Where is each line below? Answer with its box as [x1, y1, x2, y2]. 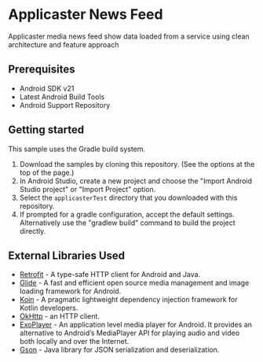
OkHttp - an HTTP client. [19, 312, 100, 321]
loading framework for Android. [19, 286, 122, 296]
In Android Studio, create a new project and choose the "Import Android [19, 175, 253, 186]
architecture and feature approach [8, 39, 119, 49]
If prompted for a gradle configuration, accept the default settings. [19, 209, 235, 219]
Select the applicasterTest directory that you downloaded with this [19, 193, 238, 202]
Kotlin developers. [19, 303, 79, 312]
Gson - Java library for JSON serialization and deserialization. [19, 345, 220, 355]
